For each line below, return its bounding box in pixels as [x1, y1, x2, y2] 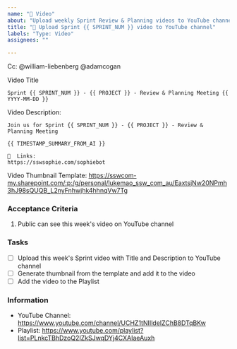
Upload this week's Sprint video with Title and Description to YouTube [17, 254, 221, 262]
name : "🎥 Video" [7, 10, 55, 18]
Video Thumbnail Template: [7, 171, 87, 180]
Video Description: [7, 108, 61, 117]
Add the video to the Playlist [17, 277, 100, 285]
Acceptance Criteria [7, 204, 78, 214]
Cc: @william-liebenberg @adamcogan [7, 62, 121, 71]
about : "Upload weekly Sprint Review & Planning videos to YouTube [7, 17, 210, 24]
